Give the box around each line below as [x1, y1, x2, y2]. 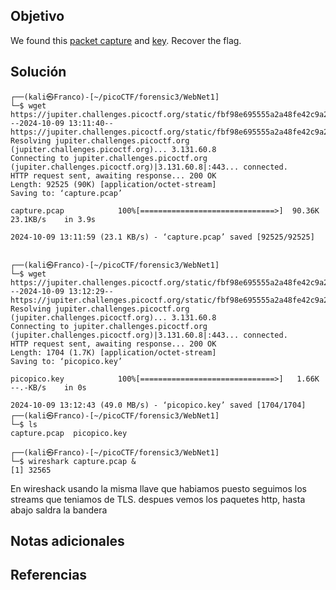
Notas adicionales [10, 533, 125, 550]
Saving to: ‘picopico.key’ [10, 356, 123, 366]
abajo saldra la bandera [10, 504, 108, 516]
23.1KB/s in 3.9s [10, 214, 97, 224]
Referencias [10, 567, 88, 584]
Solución [10, 64, 67, 81]
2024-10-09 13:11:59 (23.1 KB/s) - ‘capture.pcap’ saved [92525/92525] [10, 232, 315, 242]
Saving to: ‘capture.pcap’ [10, 188, 123, 198]
